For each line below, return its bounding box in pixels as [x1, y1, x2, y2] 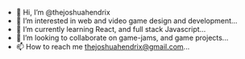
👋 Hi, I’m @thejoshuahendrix [15, 8, 110, 17]
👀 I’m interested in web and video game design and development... [15, 16, 238, 26]
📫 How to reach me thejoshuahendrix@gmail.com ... [15, 42, 190, 51]
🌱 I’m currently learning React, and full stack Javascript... [15, 25, 206, 33]
